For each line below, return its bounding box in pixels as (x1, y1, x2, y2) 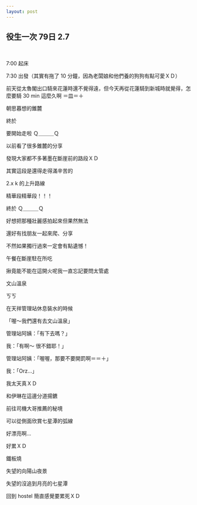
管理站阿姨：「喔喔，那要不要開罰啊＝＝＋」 (6, 355, 111, 362)
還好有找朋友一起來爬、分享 (6, 230, 73, 237)
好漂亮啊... (6, 430, 32, 437)
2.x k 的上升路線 (6, 180, 45, 187)
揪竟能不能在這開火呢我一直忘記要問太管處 (6, 267, 109, 274)
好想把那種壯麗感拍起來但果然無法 (6, 217, 89, 224)
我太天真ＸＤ (6, 380, 37, 387)
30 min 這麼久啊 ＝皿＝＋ (22, 92, 84, 99)
